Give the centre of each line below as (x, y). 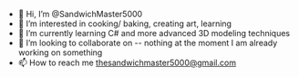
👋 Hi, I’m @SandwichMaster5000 (80, 14)
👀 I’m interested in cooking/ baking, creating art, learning (125, 24)
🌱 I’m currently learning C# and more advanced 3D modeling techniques (154, 33)
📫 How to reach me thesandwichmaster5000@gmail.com (127, 63)
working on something (60, 53)
